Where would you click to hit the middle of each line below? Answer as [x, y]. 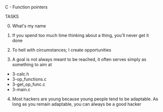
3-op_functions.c [29, 79]
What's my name [29, 26]
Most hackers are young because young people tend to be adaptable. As [85, 99]
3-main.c [21, 89]
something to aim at [32, 65]
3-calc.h [20, 74]
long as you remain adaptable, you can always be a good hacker [77, 104]
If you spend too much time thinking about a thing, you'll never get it [81, 35]
